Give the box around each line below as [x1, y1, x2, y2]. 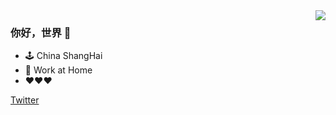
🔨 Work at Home [24, 64, 93, 76]
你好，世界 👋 [10, 25, 72, 39]
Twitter [10, 94, 40, 106]
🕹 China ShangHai [24, 50, 103, 62]
